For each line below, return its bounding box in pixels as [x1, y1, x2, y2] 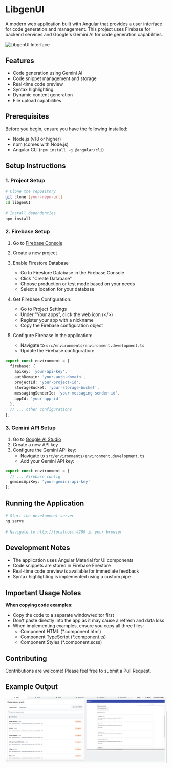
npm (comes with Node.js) [12, 141, 69, 147]
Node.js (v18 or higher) [12, 135, 61, 142]
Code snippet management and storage [12, 75, 97, 82]
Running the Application [5, 499, 84, 507]
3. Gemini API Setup [5, 424, 56, 431]
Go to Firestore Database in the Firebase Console [20, 269, 124, 275]
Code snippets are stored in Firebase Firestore [12, 563, 111, 569]
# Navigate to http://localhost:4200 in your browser [5, 529, 123, 535]
